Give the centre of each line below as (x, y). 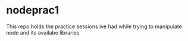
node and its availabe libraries (43, 32)
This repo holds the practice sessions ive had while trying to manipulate (94, 26)
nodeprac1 (33, 10)
